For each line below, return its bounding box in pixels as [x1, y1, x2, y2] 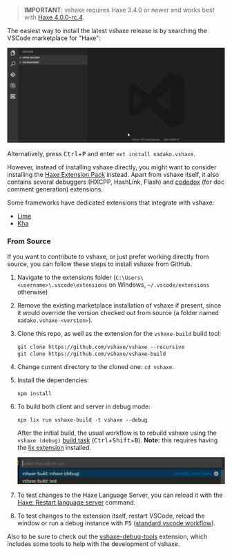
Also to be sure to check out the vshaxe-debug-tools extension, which [7, 532, 208, 540]
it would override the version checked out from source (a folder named [17, 308, 219, 317]
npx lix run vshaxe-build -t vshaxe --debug [17, 416, 148, 424]
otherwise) [17, 288, 48, 296]
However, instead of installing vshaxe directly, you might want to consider [7, 163, 217, 171]
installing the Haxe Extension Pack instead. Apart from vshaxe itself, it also [7, 171, 220, 179]
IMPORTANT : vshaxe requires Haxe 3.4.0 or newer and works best [23, 6, 215, 14]
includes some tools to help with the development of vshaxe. [7, 539, 180, 548]
